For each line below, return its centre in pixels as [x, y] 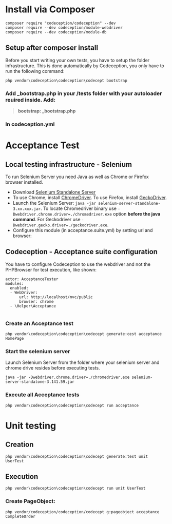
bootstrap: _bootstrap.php [47, 111]
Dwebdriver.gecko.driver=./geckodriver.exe [60, 225]
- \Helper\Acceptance [33, 306]
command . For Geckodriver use [46, 219]
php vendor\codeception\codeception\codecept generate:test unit [77, 456]
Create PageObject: [30, 501]
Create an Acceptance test [39, 323]
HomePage [15, 339]
